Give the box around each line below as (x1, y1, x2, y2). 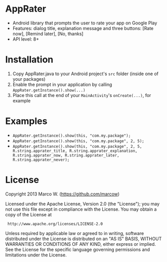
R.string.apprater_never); (12, 157, 70, 162)
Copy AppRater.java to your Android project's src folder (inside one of (12, 71, 159, 77)
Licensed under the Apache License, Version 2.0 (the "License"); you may (5, 201, 160, 207)
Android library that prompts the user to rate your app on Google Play (12, 20, 157, 26)
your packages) (12, 76, 46, 82)
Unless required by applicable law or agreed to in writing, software (5, 230, 144, 236)
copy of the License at (5, 211, 52, 217)
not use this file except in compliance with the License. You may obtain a (5, 206, 157, 212)
